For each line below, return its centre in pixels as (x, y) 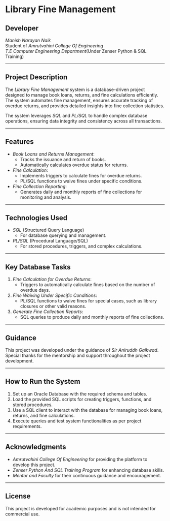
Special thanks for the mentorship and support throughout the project (78, 356)
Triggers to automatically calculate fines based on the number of (88, 285)
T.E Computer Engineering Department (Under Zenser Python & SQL (76, 51)
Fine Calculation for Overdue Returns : (52, 279)
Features (19, 142)
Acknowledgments (36, 447)
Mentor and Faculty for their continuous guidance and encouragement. (87, 475)
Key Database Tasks (38, 267)
